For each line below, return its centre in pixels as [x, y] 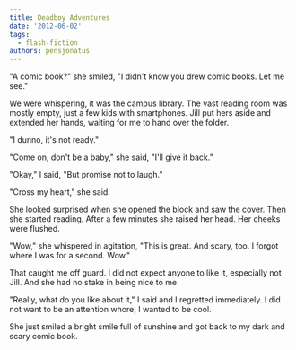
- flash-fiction [48, 43]
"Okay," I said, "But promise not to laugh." [86, 175]
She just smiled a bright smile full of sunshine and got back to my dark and [147, 327]
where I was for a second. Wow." [70, 256]
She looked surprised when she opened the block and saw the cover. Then [148, 210]
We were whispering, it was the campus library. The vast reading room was [148, 103]
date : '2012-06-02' [46, 26]
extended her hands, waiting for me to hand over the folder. [119, 123]
